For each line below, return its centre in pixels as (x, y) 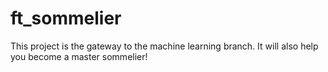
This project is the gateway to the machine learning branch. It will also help (164, 46)
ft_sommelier (66, 18)
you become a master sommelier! (79, 56)
